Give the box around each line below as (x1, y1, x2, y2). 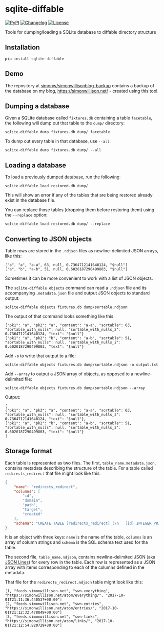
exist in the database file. (5, 197, 56, 203)
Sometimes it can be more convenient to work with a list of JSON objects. (5, 275, 153, 281)
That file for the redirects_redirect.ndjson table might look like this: (5, 579, 143, 585)
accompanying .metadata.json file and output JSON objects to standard (5, 290, 150, 296)
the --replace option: (5, 212, 48, 218)
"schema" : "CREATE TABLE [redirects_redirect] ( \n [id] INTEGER (14, 521, 152, 526)
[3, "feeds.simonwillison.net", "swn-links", (5, 614, 99, 619)
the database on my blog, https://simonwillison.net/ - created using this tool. (5, 88, 159, 94)
